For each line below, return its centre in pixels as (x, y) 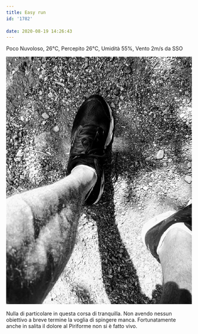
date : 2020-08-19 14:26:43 (39, 31)
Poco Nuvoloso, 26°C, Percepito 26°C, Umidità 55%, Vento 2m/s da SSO (95, 49)
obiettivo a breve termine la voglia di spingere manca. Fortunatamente (91, 320)
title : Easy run (26, 12)
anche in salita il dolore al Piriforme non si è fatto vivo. (72, 326)
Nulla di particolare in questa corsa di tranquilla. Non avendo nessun (89, 313)
